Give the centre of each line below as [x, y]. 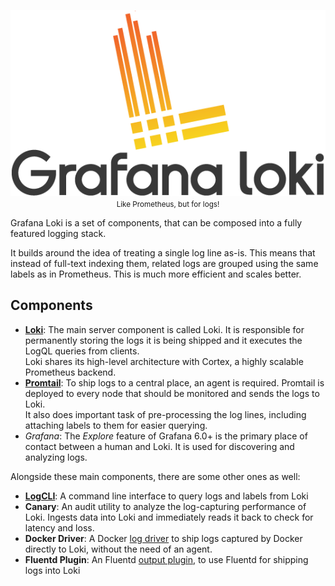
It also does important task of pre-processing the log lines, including [165, 414]
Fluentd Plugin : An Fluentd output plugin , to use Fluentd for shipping [166, 559]
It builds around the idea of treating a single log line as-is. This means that [163, 252]
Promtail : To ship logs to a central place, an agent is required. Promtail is [174, 382]
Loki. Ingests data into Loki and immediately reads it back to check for [169, 517]
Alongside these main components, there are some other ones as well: [155, 476]
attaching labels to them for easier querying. [116, 425]
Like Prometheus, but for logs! [168, 204]
